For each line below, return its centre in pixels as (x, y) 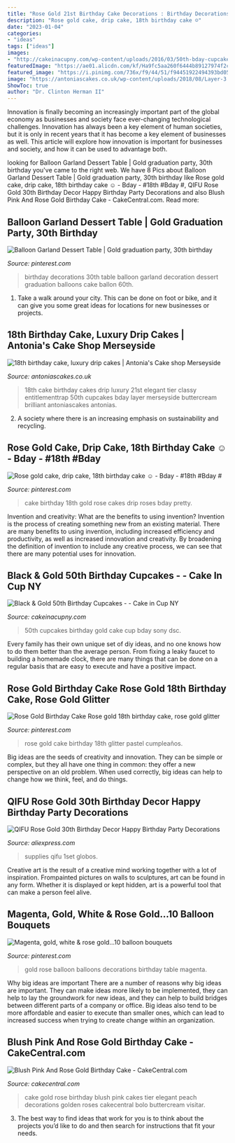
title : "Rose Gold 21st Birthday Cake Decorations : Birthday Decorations (119, 14)
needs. (27, 1133)
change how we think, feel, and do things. (67, 779)
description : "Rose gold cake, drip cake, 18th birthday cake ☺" (104, 20)
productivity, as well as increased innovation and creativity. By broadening (114, 539)
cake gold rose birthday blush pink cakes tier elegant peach (111, 1097)
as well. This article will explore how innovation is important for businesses (115, 142)
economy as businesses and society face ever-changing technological (109, 119)
